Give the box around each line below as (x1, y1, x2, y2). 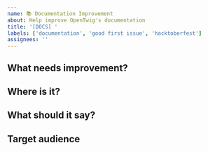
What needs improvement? (7, 62, 128, 74)
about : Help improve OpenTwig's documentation (7, 17, 146, 24)
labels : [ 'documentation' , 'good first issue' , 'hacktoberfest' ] (7, 29, 202, 37)
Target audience (7, 133, 81, 145)
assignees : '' (7, 36, 49, 43)
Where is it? (7, 85, 61, 98)
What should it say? (7, 109, 96, 121)
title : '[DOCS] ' (7, 23, 58, 30)
